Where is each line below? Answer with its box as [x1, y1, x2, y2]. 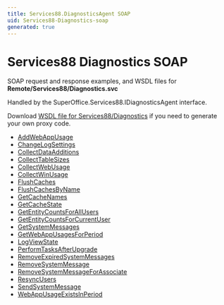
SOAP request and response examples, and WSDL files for [7, 77, 178, 85]
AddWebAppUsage [17, 133, 74, 142]
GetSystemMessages [17, 223, 80, 231]
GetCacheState [17, 200, 62, 208]
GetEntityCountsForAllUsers [17, 208, 99, 216]
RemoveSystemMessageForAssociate [17, 268, 127, 276]
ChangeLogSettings [17, 140, 76, 149]
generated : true [7, 23, 55, 30]
